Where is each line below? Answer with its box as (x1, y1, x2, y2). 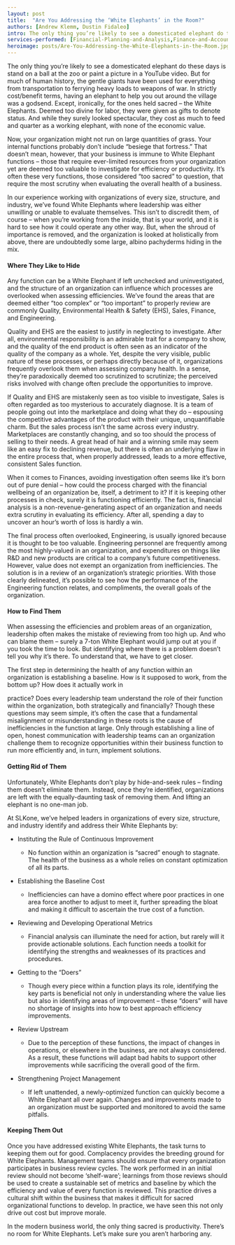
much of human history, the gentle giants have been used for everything (7, 77, 215, 85)
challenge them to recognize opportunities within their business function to (7, 739, 224, 747)
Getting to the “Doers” (17, 968, 82, 976)
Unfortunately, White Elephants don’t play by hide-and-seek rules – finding (7, 778, 222, 786)
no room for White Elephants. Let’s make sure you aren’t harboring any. (7, 1229, 212, 1238)
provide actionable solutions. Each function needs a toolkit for (27, 939, 206, 948)
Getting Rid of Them (7, 762, 67, 770)
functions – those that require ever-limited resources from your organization (7, 157, 226, 165)
